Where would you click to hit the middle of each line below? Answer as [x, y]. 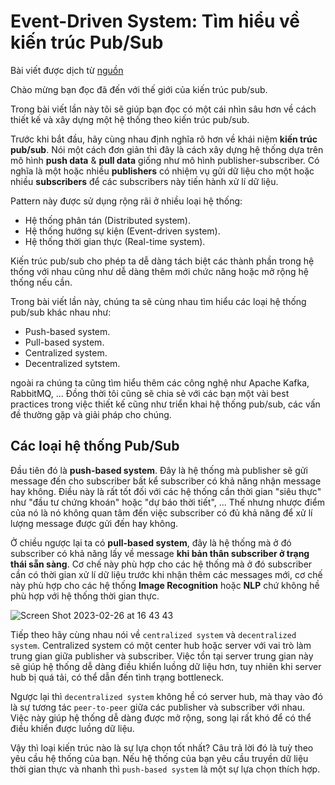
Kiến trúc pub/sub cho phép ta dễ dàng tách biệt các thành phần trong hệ [162, 261]
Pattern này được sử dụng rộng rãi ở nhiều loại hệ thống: [126, 201]
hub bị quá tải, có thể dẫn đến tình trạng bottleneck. [117, 677]
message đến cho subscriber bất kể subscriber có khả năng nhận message [166, 481]
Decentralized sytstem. [72, 363]
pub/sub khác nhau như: [61, 312]
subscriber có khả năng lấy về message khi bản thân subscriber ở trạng [160, 553]
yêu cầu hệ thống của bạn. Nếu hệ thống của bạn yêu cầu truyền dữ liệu [159, 758]
